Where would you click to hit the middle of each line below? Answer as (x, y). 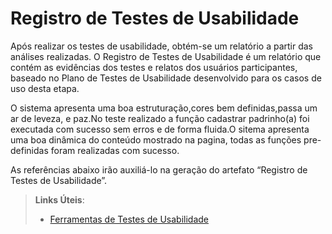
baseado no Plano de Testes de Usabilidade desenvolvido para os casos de (166, 78)
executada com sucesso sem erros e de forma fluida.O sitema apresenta (160, 129)
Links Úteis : (59, 199)
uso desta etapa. (45, 88)
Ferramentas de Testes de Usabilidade (129, 219)
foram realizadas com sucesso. (115, 150)
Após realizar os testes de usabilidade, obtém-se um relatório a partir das (161, 46)
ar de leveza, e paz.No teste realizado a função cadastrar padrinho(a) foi (160, 118)
